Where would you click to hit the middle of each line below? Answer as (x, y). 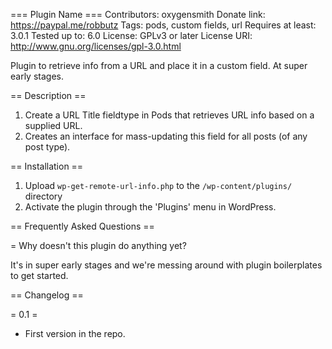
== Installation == (47, 166)
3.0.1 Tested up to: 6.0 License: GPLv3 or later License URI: (131, 35)
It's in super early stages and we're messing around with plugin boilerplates (166, 265)
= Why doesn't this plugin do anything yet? (98, 245)
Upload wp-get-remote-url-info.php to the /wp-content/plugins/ (158, 185)
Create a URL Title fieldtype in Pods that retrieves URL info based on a (169, 115)
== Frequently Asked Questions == (82, 226)
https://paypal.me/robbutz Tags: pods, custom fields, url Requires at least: (163, 25)
